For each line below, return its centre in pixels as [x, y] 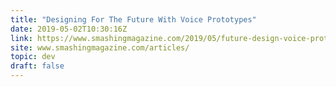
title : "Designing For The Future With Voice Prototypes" [133, 19]
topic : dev [33, 57]
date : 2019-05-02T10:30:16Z [69, 29]
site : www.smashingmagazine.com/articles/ [100, 47]
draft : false [37, 66]
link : [21, 38]
